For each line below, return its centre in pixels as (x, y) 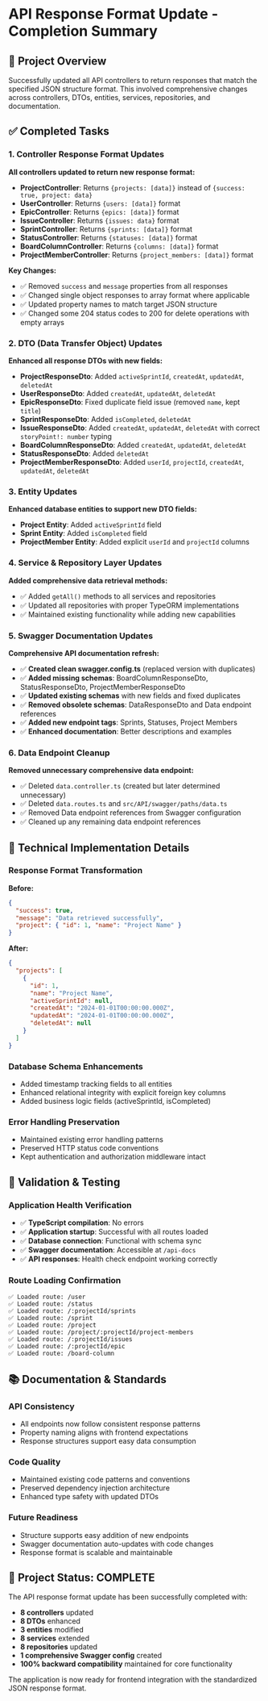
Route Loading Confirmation (65, 1280)
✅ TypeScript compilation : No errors (82, 1222)
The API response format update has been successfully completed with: (128, 1597)
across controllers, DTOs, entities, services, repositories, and (109, 97)
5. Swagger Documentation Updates (81, 636)
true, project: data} (56, 195)
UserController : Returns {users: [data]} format (100, 203)
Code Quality (35, 1461)
